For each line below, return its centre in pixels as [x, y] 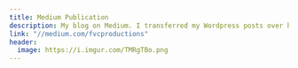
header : [24, 42]
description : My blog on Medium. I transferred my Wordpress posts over [146, 26]
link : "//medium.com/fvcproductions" [79, 34]
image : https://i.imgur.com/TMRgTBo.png [93, 50]
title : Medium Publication [59, 17]
